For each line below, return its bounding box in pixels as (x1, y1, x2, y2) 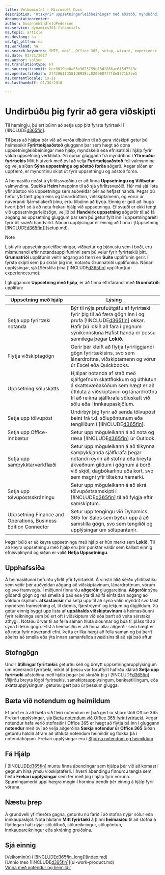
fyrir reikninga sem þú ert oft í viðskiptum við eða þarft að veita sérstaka (5, 613, 151, 619)
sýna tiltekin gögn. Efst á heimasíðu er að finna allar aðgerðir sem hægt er (5, 624, 154, 630)
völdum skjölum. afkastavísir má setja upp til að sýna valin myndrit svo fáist (5, 598, 159, 604)
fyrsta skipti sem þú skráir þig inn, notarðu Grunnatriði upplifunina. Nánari (5, 259, 154, 265)
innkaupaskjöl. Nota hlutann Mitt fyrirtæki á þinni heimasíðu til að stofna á (5, 817, 156, 822)
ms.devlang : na (5, 35, 36, 40)
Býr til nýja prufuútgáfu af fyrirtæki (70, 304, 151, 311)
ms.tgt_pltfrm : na (5, 39, 43, 44)
